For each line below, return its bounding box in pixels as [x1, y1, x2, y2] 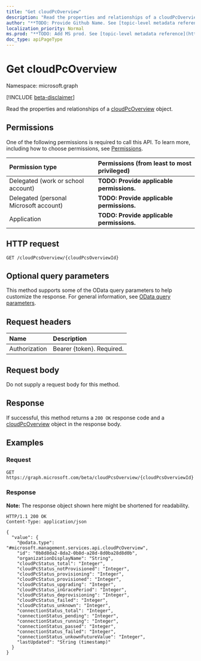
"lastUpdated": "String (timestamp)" [17, 639, 111, 645]
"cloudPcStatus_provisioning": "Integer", [17, 571, 124, 577]
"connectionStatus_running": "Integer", [17, 618, 119, 624]
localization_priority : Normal [6, 25, 84, 32]
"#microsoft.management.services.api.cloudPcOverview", [6, 545, 148, 551]
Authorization [9, 345, 47, 353]
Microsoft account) [9, 201, 63, 209]
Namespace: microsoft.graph [6, 82, 78, 89]
